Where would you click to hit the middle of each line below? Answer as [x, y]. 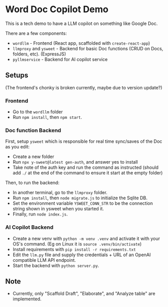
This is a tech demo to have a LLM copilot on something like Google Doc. [81, 23]
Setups [17, 75]
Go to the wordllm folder [38, 112]
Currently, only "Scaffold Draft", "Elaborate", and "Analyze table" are [84, 294]
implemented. [27, 299]
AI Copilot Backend [29, 227]
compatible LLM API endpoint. [44, 260]
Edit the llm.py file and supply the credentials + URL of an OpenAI [82, 255]
